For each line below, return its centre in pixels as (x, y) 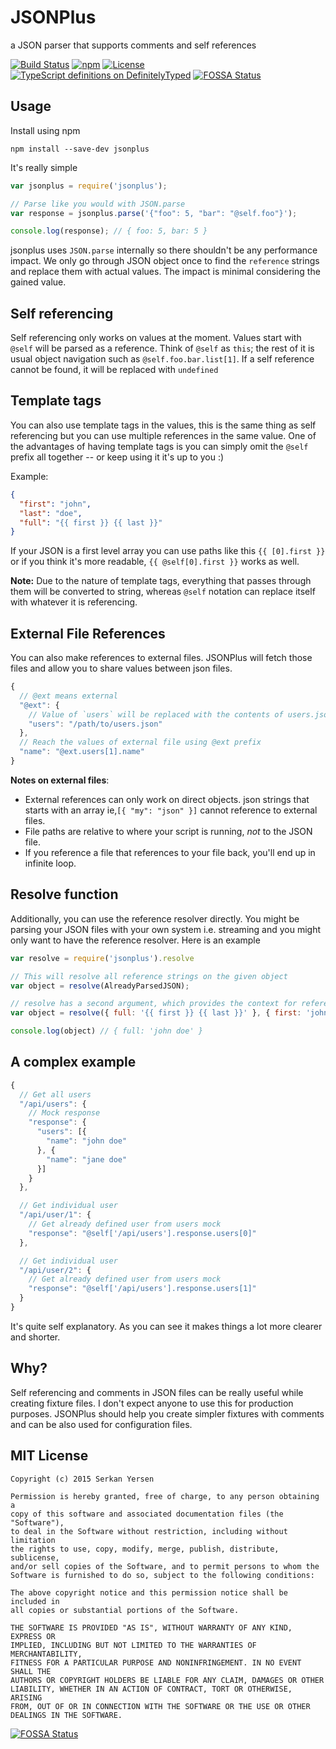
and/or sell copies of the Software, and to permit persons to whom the (165, 1566)
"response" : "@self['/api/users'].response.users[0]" (142, 1233)
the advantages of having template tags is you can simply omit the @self (159, 446)
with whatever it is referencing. (74, 602)
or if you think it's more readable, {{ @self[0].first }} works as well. (155, 562)
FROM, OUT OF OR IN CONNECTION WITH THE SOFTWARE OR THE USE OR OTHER (160, 1706)
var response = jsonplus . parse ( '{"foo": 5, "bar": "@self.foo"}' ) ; (154, 213)
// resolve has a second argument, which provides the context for (154, 1004)
